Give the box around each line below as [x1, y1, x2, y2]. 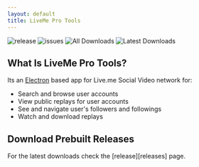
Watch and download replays [17, 112, 103, 121]
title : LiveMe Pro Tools [7, 17, 81, 24]
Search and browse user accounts [17, 90, 119, 98]
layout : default [7, 10, 55, 18]
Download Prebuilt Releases [7, 133, 135, 145]
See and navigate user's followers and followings [17, 104, 162, 114]
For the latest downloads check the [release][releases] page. [7, 152, 186, 161]
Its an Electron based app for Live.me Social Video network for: [7, 76, 193, 85]
